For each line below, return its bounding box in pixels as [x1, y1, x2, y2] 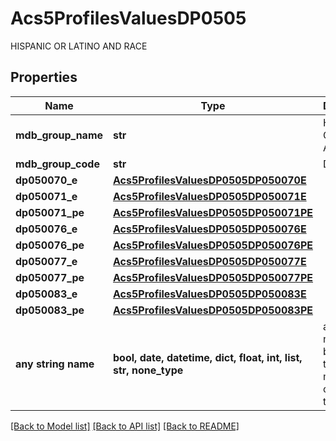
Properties [10, 69, 78, 86]
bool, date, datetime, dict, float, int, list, [113, 350, 303, 364]
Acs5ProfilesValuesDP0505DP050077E [113, 254, 307, 268]
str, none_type [113, 363, 184, 377]
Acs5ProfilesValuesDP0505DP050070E [113, 173, 307, 187]
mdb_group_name [15, 128, 104, 142]
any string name [15, 357, 95, 371]
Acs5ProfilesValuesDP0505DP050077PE [113, 270, 314, 284]
